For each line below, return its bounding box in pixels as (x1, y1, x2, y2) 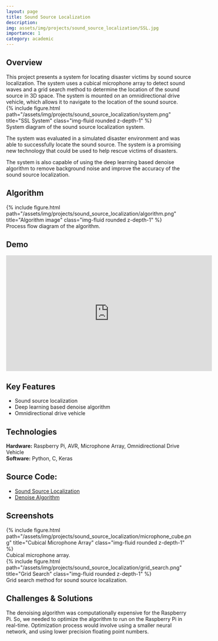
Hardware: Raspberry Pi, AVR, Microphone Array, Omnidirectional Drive (6, 442, 180, 450)
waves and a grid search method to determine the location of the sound (6, 86, 180, 93)
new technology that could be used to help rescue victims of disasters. (6, 147, 178, 154)
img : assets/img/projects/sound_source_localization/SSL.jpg (6, 25, 159, 31)
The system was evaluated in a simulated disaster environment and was (6, 135, 180, 142)
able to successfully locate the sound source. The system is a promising (6, 141, 181, 148)
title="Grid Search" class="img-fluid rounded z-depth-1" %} (6, 570, 152, 577)
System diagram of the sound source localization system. (6, 123, 145, 130)
